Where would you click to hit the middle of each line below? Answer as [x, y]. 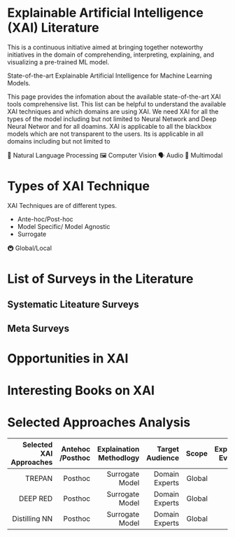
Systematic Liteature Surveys [73, 305]
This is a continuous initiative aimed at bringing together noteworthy [105, 47]
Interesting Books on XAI [81, 391]
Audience [163, 458]
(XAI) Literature [53, 28]
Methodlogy [119, 458]
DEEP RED [36, 498]
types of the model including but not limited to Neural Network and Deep [112, 119]
